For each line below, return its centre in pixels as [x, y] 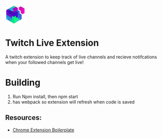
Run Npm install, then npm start [45, 96]
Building [23, 83]
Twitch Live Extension [52, 43]
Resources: [23, 118]
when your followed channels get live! [45, 62]
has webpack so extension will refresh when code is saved [73, 102]
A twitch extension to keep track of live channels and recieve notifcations [81, 57]
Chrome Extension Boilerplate [43, 130]
